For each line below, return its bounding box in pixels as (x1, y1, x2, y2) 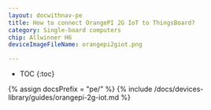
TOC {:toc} (19, 69, 55, 79)
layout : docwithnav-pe (8, 11, 83, 20)
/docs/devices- (154, 84, 204, 94)
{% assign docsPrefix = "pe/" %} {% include (8, 84, 153, 94)
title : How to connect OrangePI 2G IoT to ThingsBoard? (8, 19, 195, 27)
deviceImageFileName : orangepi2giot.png (8, 41, 143, 49)
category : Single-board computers (8, 26, 122, 34)
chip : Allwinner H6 (8, 33, 72, 42)
